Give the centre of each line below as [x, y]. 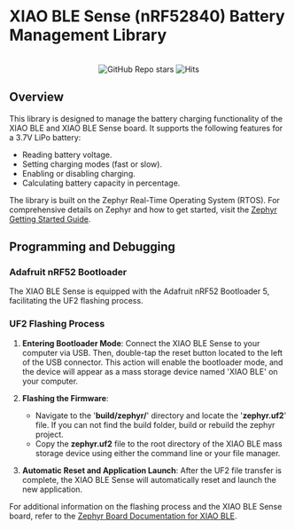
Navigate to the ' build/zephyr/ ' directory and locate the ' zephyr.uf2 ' [161, 415]
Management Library [88, 35]
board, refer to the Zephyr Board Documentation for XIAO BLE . [123, 516]
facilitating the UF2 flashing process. [76, 301]
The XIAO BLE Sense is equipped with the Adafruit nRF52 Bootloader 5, [140, 291]
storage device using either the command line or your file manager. [158, 453]
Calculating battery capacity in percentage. [101, 183]
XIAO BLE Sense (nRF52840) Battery [147, 16]
